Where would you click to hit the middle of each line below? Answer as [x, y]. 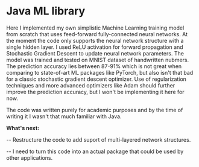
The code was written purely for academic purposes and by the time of [95, 110]
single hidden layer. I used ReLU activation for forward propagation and [95, 47]
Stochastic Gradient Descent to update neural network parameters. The [95, 53]
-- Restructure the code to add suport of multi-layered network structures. [99, 139]
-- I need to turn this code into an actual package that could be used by [95, 151]
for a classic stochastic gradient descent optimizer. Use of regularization [96, 79]
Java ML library [46, 11]
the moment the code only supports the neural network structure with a [95, 40]
